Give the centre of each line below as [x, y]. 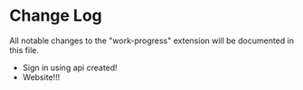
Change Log [56, 16]
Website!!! [41, 76]
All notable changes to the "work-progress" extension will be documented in [151, 40]
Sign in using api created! [70, 67]
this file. [24, 49]
